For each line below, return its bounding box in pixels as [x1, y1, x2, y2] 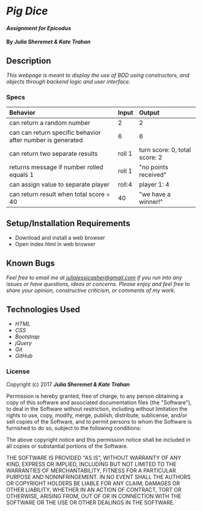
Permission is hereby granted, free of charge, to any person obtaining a [6, 392, 183, 400]
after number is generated [9, 136, 83, 144]
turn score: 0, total [139, 146, 191, 154]
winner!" [139, 197, 164, 206]
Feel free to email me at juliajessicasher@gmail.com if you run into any [6, 274, 182, 281]
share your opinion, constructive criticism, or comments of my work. [6, 287, 176, 294]
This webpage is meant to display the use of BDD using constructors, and [6, 72, 189, 79]
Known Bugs [6, 258, 55, 268]
